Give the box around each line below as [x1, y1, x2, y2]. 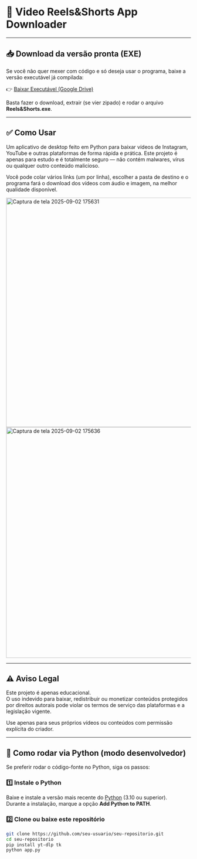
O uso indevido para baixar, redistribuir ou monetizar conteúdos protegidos [6, 695, 188, 702]
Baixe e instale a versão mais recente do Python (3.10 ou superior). [6, 794, 168, 801]
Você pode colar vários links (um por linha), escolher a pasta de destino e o [6, 173, 189, 181]
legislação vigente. [6, 708, 52, 715]
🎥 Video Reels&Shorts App [6, 5, 138, 19]
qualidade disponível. [6, 186, 57, 193]
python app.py [6, 847, 41, 853]
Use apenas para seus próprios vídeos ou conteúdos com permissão [6, 719, 173, 726]
